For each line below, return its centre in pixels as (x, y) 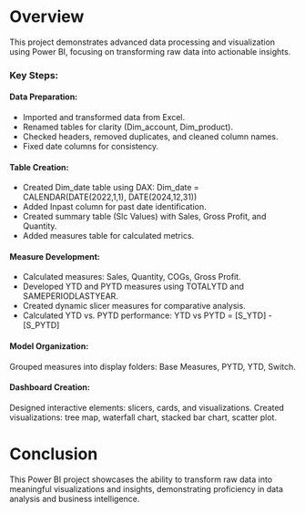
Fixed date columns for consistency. (91, 147)
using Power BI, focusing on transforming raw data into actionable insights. (150, 51)
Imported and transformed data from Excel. (104, 118)
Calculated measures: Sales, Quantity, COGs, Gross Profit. (132, 277)
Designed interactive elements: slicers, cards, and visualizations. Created (147, 407)
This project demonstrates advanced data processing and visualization (142, 42)
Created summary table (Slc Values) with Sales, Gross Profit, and (144, 217)
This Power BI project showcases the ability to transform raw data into (141, 479)
